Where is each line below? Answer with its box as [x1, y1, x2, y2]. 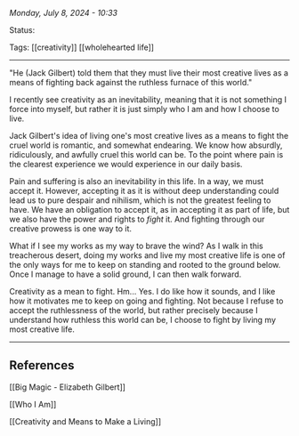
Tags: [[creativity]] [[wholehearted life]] [9, 42, 154, 52]
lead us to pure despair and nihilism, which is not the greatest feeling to [9, 195, 271, 206]
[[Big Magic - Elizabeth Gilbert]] [9, 382, 126, 392]
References [9, 358, 75, 373]
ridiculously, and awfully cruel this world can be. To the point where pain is [9, 149, 284, 159]
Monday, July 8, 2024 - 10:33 [9, 8, 118, 18]
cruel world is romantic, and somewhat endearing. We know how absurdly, [9, 140, 283, 150]
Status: [9, 25, 36, 35]
